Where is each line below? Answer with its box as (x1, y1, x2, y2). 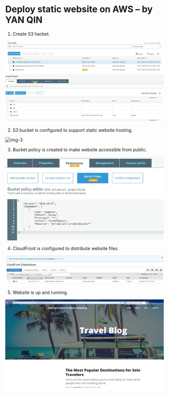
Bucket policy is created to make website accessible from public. (12, 146, 147, 152)
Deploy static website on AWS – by (5, 4, 153, 15)
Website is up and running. (12, 289, 68, 295)
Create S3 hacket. (12, 31, 50, 37)
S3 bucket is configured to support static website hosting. (12, 127, 133, 133)
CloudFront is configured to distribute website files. (12, 246, 119, 252)
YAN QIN (5, 14, 43, 26)
